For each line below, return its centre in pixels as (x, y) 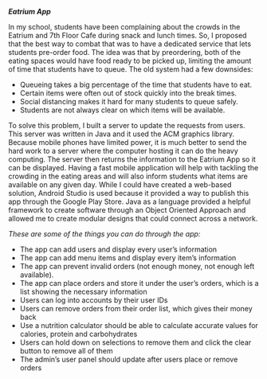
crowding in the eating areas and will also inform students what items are (128, 176)
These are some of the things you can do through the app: (104, 234)
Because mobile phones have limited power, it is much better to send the (128, 142)
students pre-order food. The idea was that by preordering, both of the (125, 52)
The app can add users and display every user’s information (118, 249)
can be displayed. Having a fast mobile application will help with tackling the (133, 168)
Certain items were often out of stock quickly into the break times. (128, 93)
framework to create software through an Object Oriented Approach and (127, 210)
